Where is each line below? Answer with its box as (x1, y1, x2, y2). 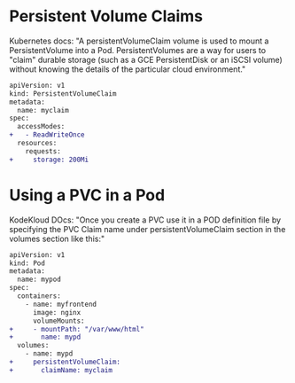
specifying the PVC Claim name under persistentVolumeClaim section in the (9, 223, 286, 234)
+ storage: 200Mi (9, 155, 89, 164)
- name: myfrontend (25, 300, 97, 309)
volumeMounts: (32, 317, 86, 325)
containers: (17, 292, 62, 301)
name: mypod (17, 275, 62, 285)
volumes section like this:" (9, 233, 105, 244)
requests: (25, 146, 62, 156)
